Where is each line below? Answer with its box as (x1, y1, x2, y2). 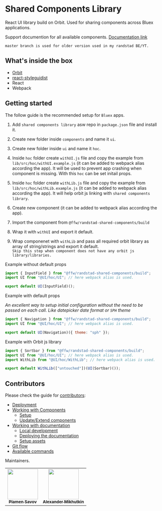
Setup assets (19, 438, 46, 444)
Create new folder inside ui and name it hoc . (12, 145, 101, 151)
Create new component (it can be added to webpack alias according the (12, 205, 157, 211)
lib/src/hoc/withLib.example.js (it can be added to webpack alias (12, 185, 147, 191)
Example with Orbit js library (5, 339, 62, 345)
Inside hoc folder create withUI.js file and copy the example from (12, 155, 144, 161)
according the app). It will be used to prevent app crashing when (12, 165, 142, 171)
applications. (5, 24, 31, 30)
